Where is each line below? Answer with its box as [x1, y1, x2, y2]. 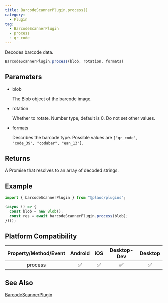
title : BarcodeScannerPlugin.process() [5, 7, 88, 13]
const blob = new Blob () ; [9, 209, 64, 214]
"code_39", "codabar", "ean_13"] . [12, 140, 83, 146]
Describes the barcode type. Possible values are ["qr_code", [12, 134, 138, 140]
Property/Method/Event [7, 250, 66, 257]
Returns [5, 154, 31, 163]
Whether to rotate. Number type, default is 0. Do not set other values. [12, 115, 156, 121]
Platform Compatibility [5, 232, 77, 240]
